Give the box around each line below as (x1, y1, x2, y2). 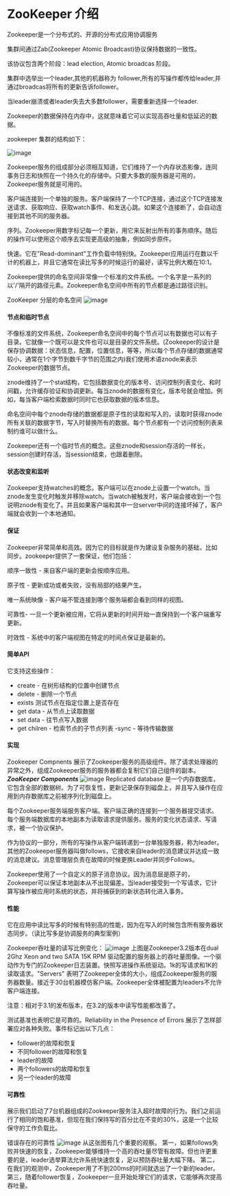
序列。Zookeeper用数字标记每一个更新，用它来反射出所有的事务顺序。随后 (7, 226, 218, 234)
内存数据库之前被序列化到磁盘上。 (18, 792, 115, 800)
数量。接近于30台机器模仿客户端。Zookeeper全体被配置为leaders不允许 (18, 978, 222, 987)
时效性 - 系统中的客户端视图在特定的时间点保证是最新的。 (7, 633, 170, 642)
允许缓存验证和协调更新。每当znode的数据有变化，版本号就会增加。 (25, 387, 217, 395)
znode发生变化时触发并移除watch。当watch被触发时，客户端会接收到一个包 (7, 492, 221, 501)
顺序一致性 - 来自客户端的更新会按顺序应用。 (7, 566, 133, 574)
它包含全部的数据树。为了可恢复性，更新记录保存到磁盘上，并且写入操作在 (7, 783, 217, 791)
